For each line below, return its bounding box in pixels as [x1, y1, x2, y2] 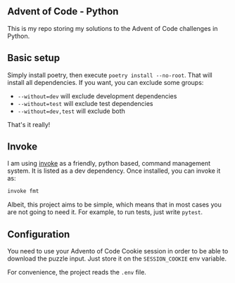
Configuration [7, 228, 70, 240]
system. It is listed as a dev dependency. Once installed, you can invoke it [7, 166, 221, 175]
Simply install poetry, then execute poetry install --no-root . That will [7, 70, 212, 79]
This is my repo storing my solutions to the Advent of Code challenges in [7, 24, 218, 32]
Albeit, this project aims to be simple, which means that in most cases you [7, 200, 222, 209]
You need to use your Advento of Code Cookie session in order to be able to [7, 247, 229, 256]
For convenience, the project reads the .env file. [7, 268, 146, 277]
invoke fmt [7, 187, 39, 195]
